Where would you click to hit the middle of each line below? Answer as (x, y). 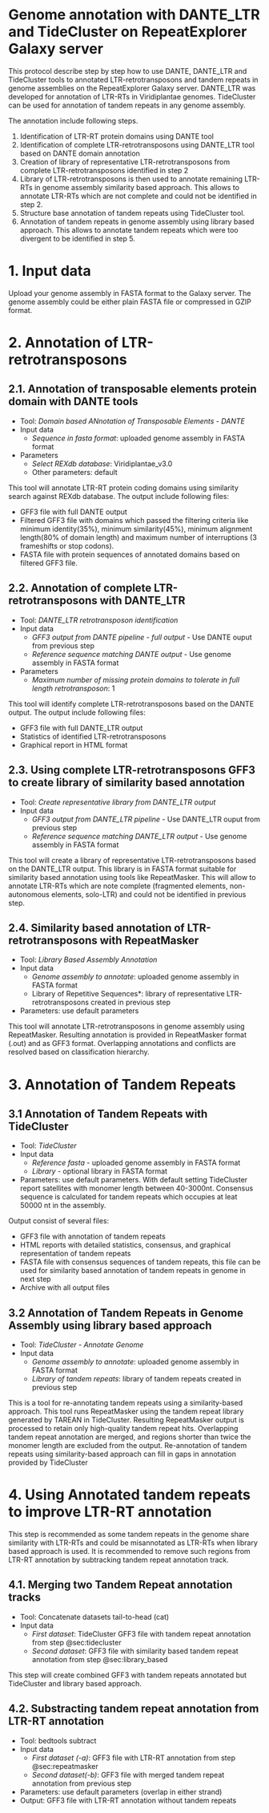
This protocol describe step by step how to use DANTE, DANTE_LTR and (128, 71)
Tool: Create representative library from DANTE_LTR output (118, 802)
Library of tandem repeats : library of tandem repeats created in (137, 1379)
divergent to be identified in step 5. (78, 238)
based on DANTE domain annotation (80, 153)
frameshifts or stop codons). (67, 546)
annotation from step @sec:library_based (100, 1659)
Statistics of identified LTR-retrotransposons (93, 736)
